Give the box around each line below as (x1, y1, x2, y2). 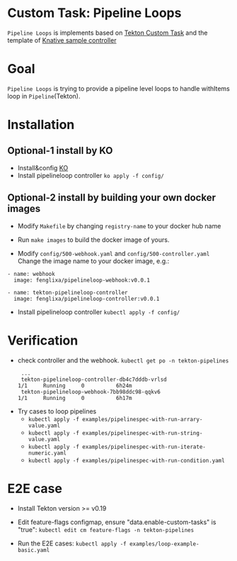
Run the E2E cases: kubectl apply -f (17, 539, 127, 548)
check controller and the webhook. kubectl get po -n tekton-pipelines (17, 356, 229, 365)
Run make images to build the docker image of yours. (17, 235, 170, 244)
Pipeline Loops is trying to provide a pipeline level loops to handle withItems (7, 84, 230, 93)
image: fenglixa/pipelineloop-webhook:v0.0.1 (13, 277, 151, 284)
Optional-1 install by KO (7, 145, 113, 157)
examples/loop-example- (129, 540, 200, 548)
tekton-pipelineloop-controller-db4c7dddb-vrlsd (21, 376, 168, 383)
